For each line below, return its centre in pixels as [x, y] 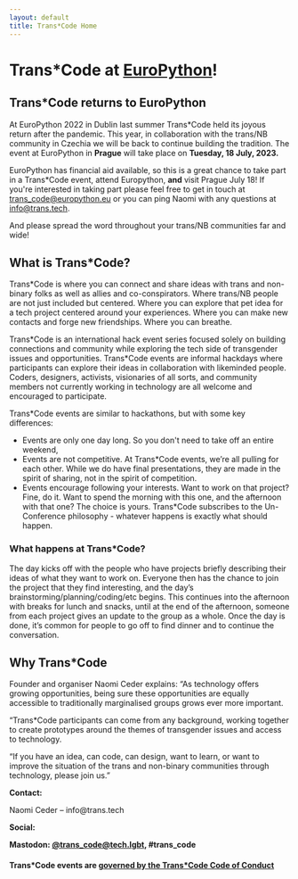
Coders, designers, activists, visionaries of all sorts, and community [133, 377]
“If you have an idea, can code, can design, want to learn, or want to [134, 757]
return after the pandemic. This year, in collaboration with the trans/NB [139, 134]
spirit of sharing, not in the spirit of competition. [109, 478]
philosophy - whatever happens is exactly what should [168, 516]
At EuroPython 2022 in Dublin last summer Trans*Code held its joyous [138, 124]
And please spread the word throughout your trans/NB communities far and [148, 225]
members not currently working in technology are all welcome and [131, 387]
